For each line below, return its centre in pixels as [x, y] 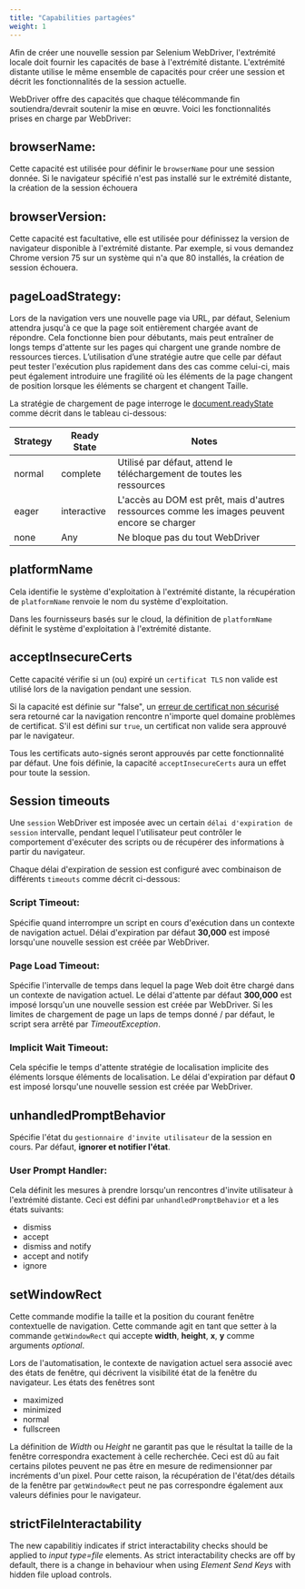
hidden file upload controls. [60, 1574]
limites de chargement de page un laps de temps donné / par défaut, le [142, 1014]
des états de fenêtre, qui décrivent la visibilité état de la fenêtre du [133, 1373]
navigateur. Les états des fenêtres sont [82, 1382]
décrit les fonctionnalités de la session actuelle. [98, 81]
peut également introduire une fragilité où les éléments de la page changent [151, 376]
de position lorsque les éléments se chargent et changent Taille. [129, 385]
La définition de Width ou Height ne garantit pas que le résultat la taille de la [151, 1447]
